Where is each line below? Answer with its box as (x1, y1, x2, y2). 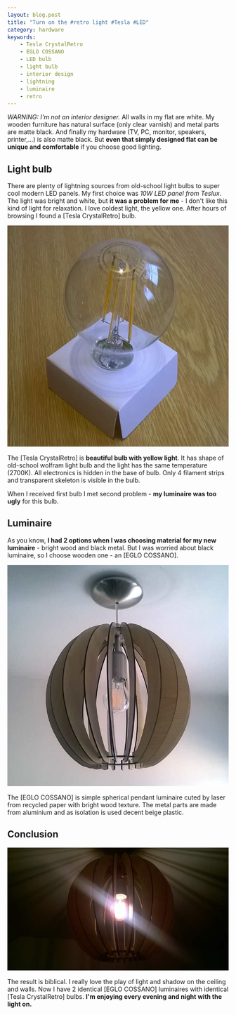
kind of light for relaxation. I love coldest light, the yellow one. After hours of (7, 204, 227, 213)
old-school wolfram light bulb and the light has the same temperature (7, 461, 208, 470)
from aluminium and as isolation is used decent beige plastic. (7, 808, 184, 816)
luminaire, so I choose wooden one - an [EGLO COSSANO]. (7, 551, 179, 559)
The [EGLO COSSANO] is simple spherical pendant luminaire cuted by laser (7, 793, 226, 802)
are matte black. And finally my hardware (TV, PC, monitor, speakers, (7, 128, 207, 136)
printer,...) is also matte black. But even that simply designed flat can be (7, 135, 218, 144)
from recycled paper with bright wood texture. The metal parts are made (7, 800, 217, 809)
